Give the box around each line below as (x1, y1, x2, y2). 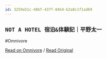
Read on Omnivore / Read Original (5, 47, 73, 53)
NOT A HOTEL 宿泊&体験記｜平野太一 (5, 26, 102, 33)
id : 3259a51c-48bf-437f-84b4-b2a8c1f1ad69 (5, 7, 92, 12)
